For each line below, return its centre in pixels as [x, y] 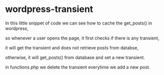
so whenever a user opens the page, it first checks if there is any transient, [82, 38]
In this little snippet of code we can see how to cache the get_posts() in [79, 23]
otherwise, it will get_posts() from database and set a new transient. [75, 57]
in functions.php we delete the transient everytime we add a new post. [78, 67]
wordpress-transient [49, 9]
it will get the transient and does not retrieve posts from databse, [72, 47]
